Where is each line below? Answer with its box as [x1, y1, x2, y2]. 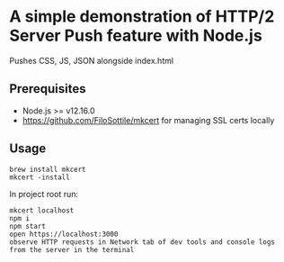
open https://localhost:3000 [9, 230, 119, 239]
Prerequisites [9, 81, 86, 96]
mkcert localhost [9, 205, 75, 215]
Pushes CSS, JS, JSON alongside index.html [9, 55, 173, 66]
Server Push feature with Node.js [9, 25, 262, 46]
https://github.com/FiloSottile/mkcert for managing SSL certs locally [22, 114, 275, 125]
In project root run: [9, 188, 79, 199]
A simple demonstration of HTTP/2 [9, 6, 275, 27]
